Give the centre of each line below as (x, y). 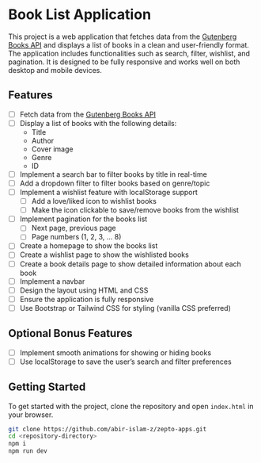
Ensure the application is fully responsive (87, 299)
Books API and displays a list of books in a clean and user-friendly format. (129, 44)
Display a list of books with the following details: (98, 123)
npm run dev (28, 451)
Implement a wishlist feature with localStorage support (108, 192)
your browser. (31, 415)
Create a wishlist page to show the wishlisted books (104, 254)
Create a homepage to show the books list (89, 246)
